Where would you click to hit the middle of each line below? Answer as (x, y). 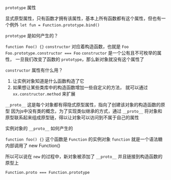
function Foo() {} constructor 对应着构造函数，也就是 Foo (67, 47)
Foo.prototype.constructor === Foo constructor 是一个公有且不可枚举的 (81, 53)
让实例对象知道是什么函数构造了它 (48, 81)
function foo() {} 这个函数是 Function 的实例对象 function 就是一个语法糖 (84, 139)
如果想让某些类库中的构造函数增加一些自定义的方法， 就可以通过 (80, 87)
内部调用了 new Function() (33, 145)
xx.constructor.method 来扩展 (44, 94)
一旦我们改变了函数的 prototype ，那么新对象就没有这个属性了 (80, 59)
